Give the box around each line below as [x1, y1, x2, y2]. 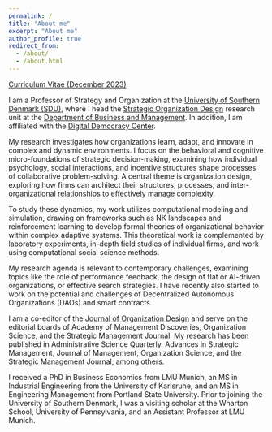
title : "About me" [8, 19, 71, 28]
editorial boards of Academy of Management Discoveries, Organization [8, 322, 246, 331]
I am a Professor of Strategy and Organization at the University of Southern [8, 95, 260, 105]
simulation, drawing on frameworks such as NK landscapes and [8, 213, 222, 222]
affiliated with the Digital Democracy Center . [8, 121, 157, 131]
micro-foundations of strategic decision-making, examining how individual [8, 153, 257, 163]
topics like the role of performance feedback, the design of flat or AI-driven [8, 271, 261, 281]
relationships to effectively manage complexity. [57, 188, 216, 198]
